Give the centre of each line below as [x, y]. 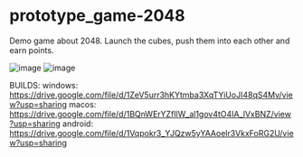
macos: [83, 104]
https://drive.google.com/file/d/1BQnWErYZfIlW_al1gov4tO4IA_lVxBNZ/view [151, 114]
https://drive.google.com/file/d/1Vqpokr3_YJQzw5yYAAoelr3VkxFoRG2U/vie [151, 133]
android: [77, 124]
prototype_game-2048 [97, 16]
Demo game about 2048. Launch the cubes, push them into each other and [150, 41]
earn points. [32, 50]
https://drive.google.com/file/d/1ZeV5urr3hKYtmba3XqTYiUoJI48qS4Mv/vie [151, 95]
